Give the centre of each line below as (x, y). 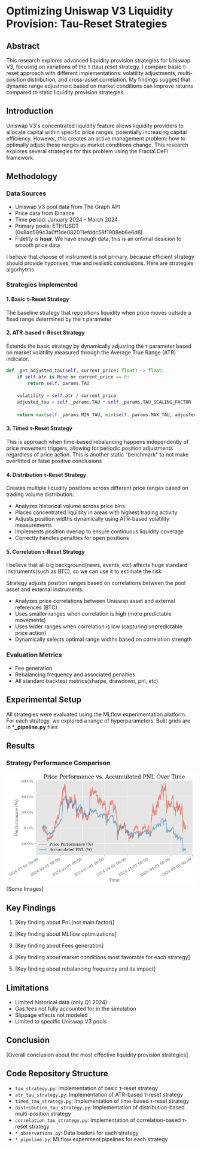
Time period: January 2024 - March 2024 (66, 219)
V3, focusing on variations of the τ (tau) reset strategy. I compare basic (94, 67)
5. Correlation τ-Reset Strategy (45, 551)
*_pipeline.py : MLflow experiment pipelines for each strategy (91, 1139)
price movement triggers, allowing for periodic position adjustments (90, 448)
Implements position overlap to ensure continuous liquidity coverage (99, 532)
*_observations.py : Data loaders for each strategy (77, 1133)
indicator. (18, 359)
